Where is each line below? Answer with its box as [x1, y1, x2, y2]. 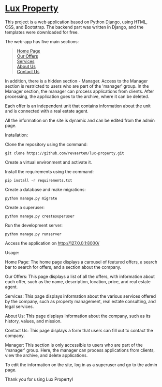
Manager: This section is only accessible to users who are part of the [5, 342, 143, 348]
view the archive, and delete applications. [5, 352, 88, 358]
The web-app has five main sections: [5, 38, 79, 44]
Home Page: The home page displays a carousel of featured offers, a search [5, 259, 158, 265]
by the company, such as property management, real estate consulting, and [5, 298, 156, 304]
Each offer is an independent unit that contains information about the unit [5, 103, 151, 109]
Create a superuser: [5, 204, 45, 210]
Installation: [5, 132, 28, 138]
